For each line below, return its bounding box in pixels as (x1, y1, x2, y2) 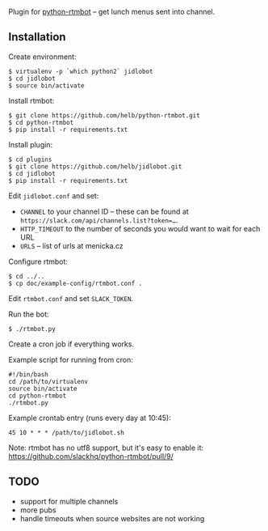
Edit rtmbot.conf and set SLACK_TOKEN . (8, 293, 134, 303)
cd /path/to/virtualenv (8, 377, 89, 385)
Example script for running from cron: (8, 355, 133, 364)
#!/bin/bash (8, 370, 48, 379)
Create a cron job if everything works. (8, 339, 135, 349)
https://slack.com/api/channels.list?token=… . (19, 215, 178, 225)
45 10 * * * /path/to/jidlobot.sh (8, 428, 125, 436)
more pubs (19, 505, 57, 515)
